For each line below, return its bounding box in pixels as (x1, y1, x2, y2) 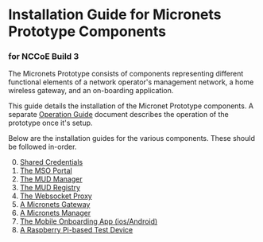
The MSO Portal (19, 166, 73, 176)
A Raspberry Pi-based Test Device (19, 225, 133, 235)
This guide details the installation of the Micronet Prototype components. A (8, 101, 254, 111)
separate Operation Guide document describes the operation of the (8, 110, 229, 119)
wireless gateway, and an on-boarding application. (8, 86, 174, 96)
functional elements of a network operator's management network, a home (8, 77, 254, 87)
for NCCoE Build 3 (8, 51, 79, 62)
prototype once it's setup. (8, 118, 93, 128)
